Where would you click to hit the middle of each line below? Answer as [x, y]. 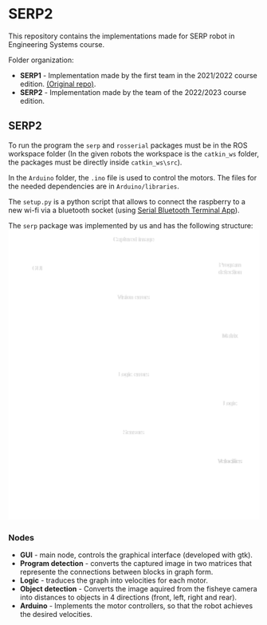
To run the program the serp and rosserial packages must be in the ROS [128, 145]
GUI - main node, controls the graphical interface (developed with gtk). [136, 555]
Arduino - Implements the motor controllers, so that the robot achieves [136, 606]
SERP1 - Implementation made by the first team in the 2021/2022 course [138, 75]
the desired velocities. [56, 615]
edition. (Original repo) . [58, 84]
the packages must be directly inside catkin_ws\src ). [95, 162]
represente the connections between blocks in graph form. [116, 572]
